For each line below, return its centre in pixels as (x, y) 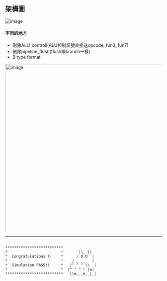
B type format (26, 57)
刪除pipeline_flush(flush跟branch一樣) (51, 52)
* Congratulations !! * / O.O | (50, 257)
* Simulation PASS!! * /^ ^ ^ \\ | (51, 265)
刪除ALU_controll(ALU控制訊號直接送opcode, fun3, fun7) (70, 45)
